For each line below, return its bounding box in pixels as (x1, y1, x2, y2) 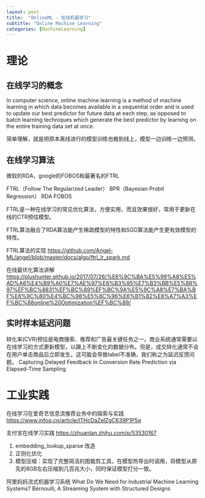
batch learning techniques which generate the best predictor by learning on (6, 116, 196, 124)
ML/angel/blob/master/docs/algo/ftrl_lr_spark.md (6, 254, 130, 261)
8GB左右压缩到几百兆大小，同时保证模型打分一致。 (26, 464, 155, 472)
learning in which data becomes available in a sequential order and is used (6, 103, 194, 110)
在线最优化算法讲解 (6, 266, 55, 274)
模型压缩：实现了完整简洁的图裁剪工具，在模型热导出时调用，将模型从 (15, 457, 192, 464)
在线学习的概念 (6, 80, 63, 90)
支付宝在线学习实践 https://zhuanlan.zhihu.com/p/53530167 (6, 429, 157, 436)
